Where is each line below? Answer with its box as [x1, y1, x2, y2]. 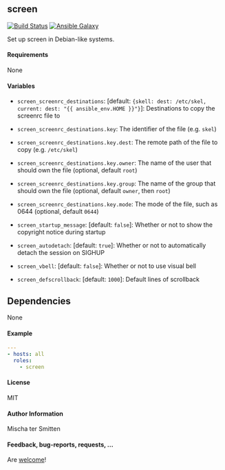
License [7, 379, 31, 387]
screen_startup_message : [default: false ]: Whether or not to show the [17, 221, 213, 229]
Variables [7, 82, 36, 90]
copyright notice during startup [17, 228, 106, 236]
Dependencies [7, 295, 71, 306]
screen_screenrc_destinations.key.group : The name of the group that [17, 179, 216, 188]
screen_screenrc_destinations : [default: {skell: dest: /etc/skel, [17, 97, 206, 105]
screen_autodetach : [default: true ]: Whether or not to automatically [17, 241, 206, 249]
